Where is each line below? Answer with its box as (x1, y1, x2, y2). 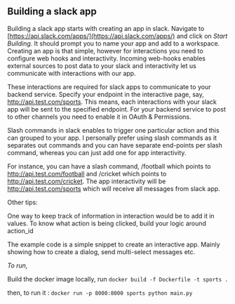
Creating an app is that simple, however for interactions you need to (7, 46, 203, 55)
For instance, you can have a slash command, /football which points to (7, 161, 212, 171)
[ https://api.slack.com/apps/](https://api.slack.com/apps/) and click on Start (7, 32, 228, 40)
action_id (7, 226, 34, 234)
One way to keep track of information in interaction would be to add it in (7, 211, 215, 220)
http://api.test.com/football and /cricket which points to (7, 169, 167, 178)
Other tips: (7, 198, 38, 206)
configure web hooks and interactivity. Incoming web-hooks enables (7, 54, 206, 62)
